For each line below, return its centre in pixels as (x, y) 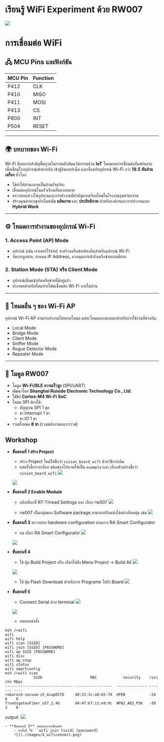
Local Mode (24, 328)
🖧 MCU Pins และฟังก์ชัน (39, 62)
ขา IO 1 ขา (28, 419)
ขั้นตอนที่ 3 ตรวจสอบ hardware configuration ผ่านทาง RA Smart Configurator (83, 522)
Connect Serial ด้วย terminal (47, 602)
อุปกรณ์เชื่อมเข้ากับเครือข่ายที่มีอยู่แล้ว (41, 280)
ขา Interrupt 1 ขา (34, 413)
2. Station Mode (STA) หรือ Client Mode (51, 270)
